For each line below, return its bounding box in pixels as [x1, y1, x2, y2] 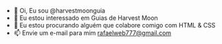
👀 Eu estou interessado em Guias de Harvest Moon [13, 14, 158, 22]
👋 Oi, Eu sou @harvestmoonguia [13, 7, 105, 14]
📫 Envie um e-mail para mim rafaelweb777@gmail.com [13, 29, 172, 37]
